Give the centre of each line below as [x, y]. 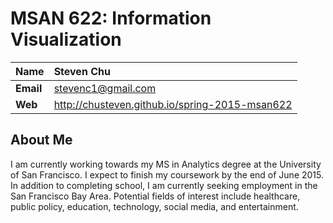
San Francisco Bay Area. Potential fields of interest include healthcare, [155, 196]
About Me [41, 140]
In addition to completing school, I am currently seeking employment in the [164, 185]
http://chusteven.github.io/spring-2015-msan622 [173, 104]
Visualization [66, 39]
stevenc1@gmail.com [105, 88]
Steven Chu [82, 71]
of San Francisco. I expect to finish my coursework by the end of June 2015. [167, 174]
